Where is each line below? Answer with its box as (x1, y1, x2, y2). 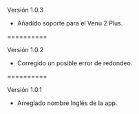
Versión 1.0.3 (7, 6, 43, 14)
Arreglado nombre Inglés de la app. (17, 99, 118, 107)
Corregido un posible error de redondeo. (17, 59, 133, 67)
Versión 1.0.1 (7, 86, 43, 93)
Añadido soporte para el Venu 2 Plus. (17, 19, 123, 27)
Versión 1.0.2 (7, 46, 44, 54)
